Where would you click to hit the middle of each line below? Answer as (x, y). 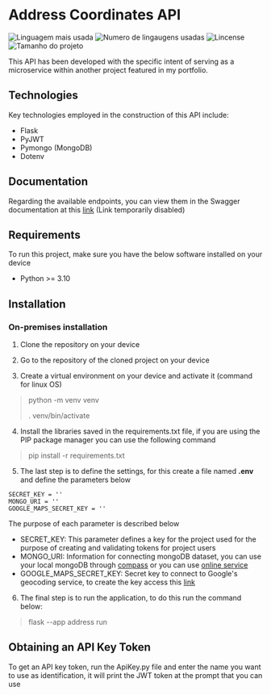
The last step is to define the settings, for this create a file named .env (137, 471)
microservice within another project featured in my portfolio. (108, 69)
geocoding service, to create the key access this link (108, 582)
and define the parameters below (75, 480)
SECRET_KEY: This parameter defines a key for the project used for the (138, 539)
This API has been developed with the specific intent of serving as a (121, 61)
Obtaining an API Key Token (80, 647)
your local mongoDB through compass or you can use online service (134, 565)
